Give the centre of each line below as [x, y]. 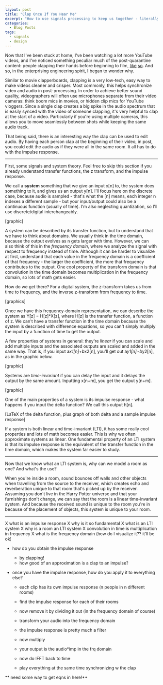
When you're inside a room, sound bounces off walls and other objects [76, 478]
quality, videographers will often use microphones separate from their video [81, 96]
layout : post [18, 10]
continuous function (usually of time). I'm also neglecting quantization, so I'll [81, 206]
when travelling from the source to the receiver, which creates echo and [77, 483]
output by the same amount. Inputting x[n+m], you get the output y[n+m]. [78, 381]
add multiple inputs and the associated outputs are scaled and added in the [80, 346]
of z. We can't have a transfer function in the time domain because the [75, 321]
